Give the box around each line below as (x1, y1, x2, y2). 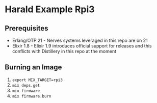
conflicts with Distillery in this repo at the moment (12, 48, 117, 54)
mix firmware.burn (12, 93, 51, 99)
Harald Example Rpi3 (5, 4, 95, 15)
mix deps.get (12, 83, 40, 88)
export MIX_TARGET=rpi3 (12, 78, 63, 83)
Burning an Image (5, 63, 62, 72)
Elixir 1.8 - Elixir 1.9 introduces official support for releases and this (12, 43, 152, 49)
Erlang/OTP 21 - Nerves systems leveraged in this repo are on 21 (12, 37, 148, 43)
